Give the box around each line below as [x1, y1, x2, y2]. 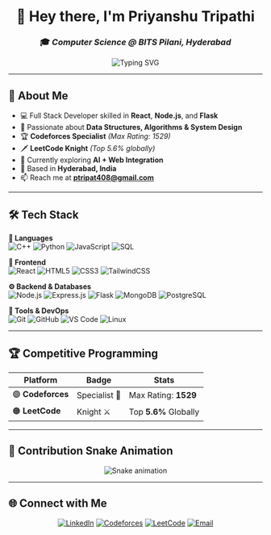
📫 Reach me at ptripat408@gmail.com [19, 173, 155, 182]
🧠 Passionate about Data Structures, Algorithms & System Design [19, 123, 243, 132]
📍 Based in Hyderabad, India [19, 164, 117, 173]
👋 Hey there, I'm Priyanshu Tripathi [15, 7, 256, 26]
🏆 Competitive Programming [8, 346, 159, 360]
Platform [23, 374, 58, 386]
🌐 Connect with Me [8, 496, 107, 511]
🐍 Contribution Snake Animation [8, 444, 173, 458]
